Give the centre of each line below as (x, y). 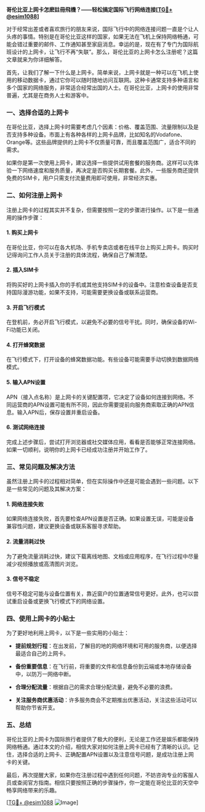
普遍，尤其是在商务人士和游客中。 (49, 95)
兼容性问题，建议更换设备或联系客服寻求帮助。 (65, 526)
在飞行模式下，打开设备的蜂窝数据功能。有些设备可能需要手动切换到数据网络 (103, 360)
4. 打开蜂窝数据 (26, 344)
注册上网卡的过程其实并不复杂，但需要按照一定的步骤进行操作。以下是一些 (100, 210)
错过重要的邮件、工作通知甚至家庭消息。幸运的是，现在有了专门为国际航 (108, 44)
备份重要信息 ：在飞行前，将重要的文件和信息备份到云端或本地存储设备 (103, 666)
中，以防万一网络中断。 (45, 674)
